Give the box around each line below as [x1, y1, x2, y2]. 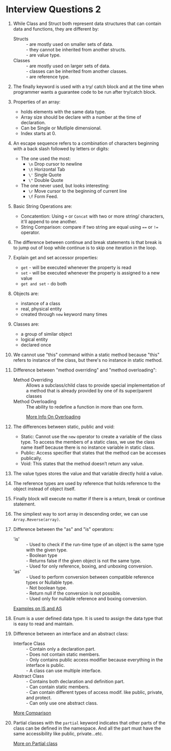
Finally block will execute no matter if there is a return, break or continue [13, 495, 165, 501]
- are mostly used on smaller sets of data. [25, 41, 113, 47]
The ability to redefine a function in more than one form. [25, 404, 144, 410]
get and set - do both [20, 280, 67, 286]
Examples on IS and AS [13, 605, 62, 611]
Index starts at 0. [20, 130, 56, 136]
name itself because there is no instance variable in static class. [20, 444, 155, 450]
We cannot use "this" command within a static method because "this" [13, 352, 160, 358]
